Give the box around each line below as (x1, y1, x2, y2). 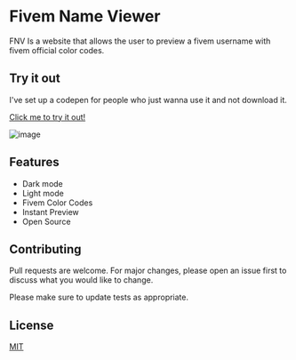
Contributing (9, 242, 82, 257)
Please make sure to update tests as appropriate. (9, 292, 189, 303)
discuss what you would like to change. (9, 275, 154, 285)
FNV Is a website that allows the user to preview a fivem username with (9, 36, 271, 46)
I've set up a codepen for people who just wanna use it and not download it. (9, 94, 287, 105)
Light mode (21, 188, 64, 198)
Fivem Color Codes (21, 197, 93, 208)
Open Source (21, 216, 71, 227)
